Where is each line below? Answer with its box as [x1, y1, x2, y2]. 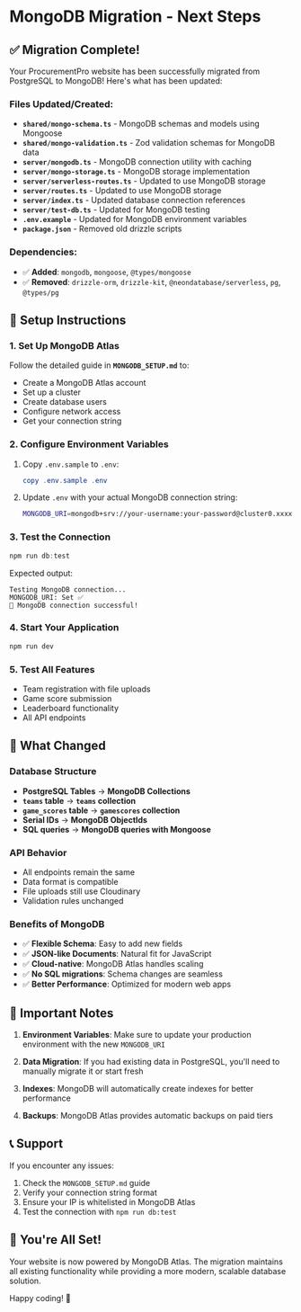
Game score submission [22, 692, 112, 703]
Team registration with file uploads [22, 683, 151, 694]
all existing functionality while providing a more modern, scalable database [9, 1265, 287, 1276]
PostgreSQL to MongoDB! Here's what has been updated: [9, 76, 223, 86]
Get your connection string [22, 415, 122, 426]
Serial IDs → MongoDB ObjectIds [22, 814, 148, 825]
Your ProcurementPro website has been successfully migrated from [9, 66, 261, 76]
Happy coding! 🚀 [9, 1292, 72, 1303]
